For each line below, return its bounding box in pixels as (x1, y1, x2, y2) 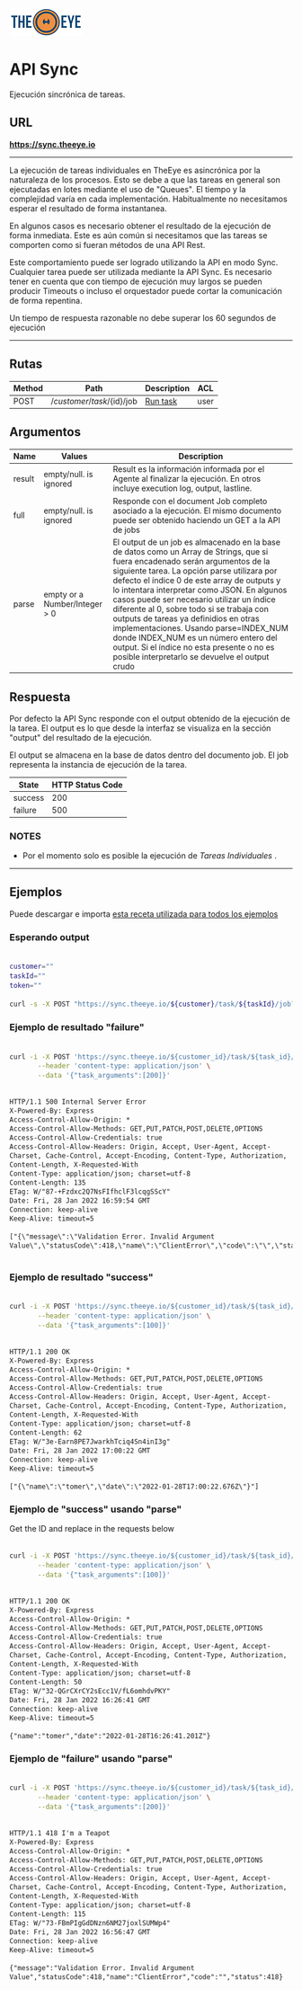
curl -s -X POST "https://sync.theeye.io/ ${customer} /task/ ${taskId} (9, 999, 276, 1009)
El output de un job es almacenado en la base (112, 537, 281, 547)
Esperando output (9, 930, 90, 943)
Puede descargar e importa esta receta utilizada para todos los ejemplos (9, 908, 279, 919)
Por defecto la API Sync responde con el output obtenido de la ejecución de (9, 714, 290, 724)
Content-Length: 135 (9, 1178, 87, 1187)
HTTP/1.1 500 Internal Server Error (9, 1097, 147, 1106)
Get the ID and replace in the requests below (9, 1524, 175, 1534)
